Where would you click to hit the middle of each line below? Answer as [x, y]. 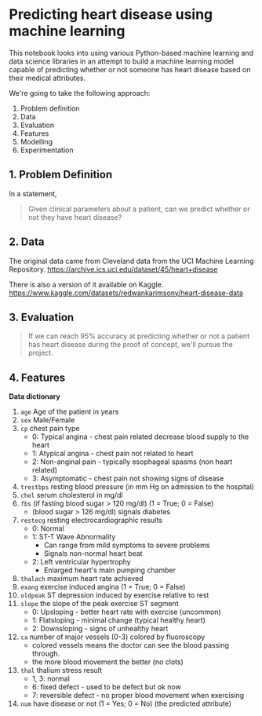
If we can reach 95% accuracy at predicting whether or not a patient [139, 336]
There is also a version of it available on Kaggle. [86, 284]
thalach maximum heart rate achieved [82, 579]
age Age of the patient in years [69, 412]
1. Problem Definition [61, 175]
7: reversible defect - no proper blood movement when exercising [138, 696]
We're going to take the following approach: [80, 93]
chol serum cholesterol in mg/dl [72, 495]
